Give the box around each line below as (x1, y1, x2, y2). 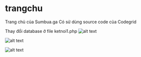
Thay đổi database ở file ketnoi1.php (5, 28, 78, 34)
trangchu (5, 3, 43, 14)
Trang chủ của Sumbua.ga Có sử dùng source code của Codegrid (5, 19, 137, 25)
